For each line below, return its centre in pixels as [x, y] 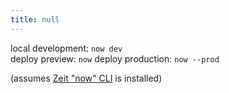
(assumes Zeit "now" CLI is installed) [86, 78]
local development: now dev [66, 48]
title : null [35, 19]
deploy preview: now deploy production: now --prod [115, 58]
